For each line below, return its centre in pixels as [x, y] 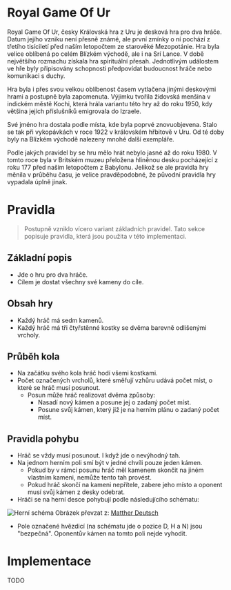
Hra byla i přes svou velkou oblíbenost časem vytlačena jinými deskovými [112, 89]
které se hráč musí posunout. [59, 388]
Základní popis [40, 258]
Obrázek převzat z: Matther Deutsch [107, 513]
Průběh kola [33, 356]
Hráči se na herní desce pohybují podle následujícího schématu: [108, 500]
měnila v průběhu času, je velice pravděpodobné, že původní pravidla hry [111, 175]
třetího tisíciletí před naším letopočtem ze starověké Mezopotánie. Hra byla [113, 46]
